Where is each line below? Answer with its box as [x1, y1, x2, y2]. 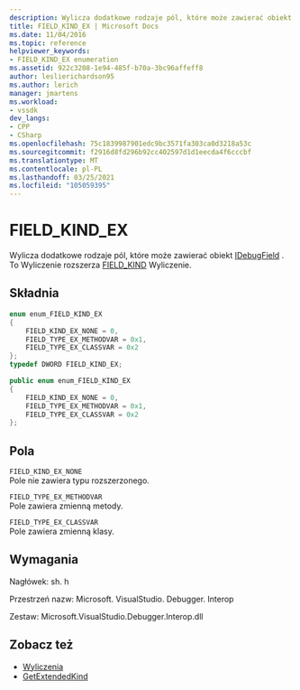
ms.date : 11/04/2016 [9, 30, 87, 39]
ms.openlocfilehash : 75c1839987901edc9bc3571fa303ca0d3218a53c [9, 139, 252, 148]
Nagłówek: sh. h [9, 575, 69, 587]
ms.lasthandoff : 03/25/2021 [9, 172, 115, 182]
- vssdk [9, 106, 39, 115]
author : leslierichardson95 [9, 72, 115, 81]
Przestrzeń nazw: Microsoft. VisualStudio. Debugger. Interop [9, 593, 234, 604]
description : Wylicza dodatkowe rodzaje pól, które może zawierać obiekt [9, 13, 293, 23]
